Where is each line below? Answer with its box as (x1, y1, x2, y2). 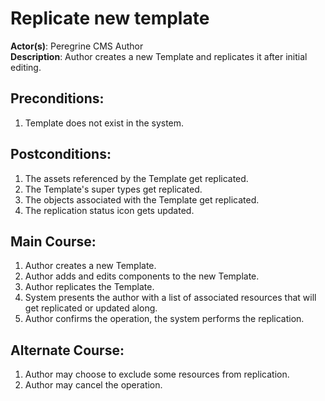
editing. (10, 61, 42, 73)
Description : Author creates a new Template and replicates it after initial (10, 50, 308, 62)
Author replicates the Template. (24, 281, 155, 293)
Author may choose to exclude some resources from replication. (24, 368, 290, 381)
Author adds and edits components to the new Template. (24, 270, 260, 282)
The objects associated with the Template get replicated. (24, 193, 260, 206)
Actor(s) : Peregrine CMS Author (10, 40, 144, 52)
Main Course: (10, 233, 97, 250)
